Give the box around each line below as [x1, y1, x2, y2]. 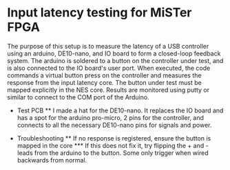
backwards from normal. [17, 156, 87, 164]
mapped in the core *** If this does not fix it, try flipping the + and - [17, 141, 209, 149]
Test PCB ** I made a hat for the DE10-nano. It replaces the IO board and [17, 106, 224, 114]
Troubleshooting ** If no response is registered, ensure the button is [17, 134, 211, 142]
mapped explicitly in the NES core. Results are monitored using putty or [7, 86, 210, 94]
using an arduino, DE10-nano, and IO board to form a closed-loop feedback [7, 49, 221, 58]
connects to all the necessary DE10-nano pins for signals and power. [17, 121, 212, 129]
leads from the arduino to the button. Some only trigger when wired [17, 149, 209, 157]
